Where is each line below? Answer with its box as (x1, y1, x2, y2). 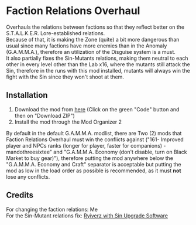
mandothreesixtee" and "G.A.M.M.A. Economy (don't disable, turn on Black (6, 148, 187, 155)
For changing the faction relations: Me (6, 206, 98, 213)
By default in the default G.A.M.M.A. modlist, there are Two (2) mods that (6, 129, 182, 137)
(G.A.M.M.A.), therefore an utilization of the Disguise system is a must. (6, 48, 176, 55)
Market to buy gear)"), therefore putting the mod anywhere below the (6, 154, 174, 162)
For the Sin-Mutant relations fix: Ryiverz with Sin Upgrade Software (6, 212, 169, 219)
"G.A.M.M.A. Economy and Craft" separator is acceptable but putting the (6, 161, 181, 168)
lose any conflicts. (6, 173, 50, 180)
